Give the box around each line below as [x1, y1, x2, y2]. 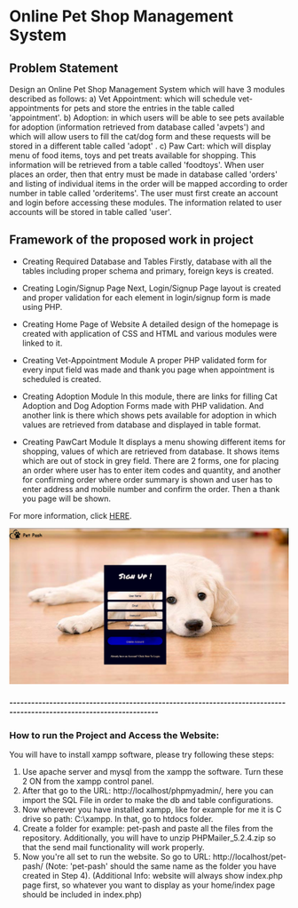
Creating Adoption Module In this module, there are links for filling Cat [21, 391, 278, 402]
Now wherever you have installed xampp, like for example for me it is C [21, 804, 282, 815]
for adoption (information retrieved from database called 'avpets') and [9, 122, 265, 132]
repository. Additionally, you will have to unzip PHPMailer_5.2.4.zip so [21, 832, 277, 843]
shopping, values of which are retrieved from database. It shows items [21, 446, 280, 457]
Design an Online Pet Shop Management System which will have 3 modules [9, 84, 286, 94]
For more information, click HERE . [9, 510, 132, 521]
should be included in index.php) [21, 889, 143, 900]
